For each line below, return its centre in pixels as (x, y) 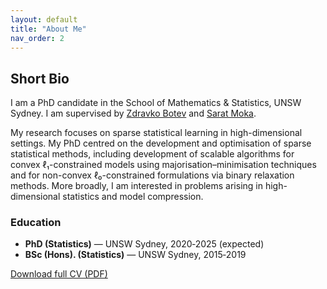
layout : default (44, 19)
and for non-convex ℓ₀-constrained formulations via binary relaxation (152, 175)
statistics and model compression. (133, 197)
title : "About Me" (48, 29)
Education (36, 223)
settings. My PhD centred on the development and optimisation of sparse (161, 143)
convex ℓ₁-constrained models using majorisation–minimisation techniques (163, 165)
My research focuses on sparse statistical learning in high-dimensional (156, 133)
